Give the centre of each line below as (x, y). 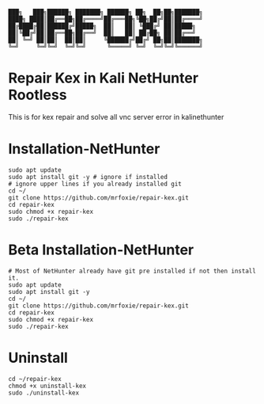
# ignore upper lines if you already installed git (95, 184)
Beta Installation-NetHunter (101, 250)
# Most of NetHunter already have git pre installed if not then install (132, 271)
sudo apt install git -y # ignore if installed (88, 177)
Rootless (38, 95)
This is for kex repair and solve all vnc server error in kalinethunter (116, 116)
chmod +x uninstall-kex (47, 386)
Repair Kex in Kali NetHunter (104, 78)
